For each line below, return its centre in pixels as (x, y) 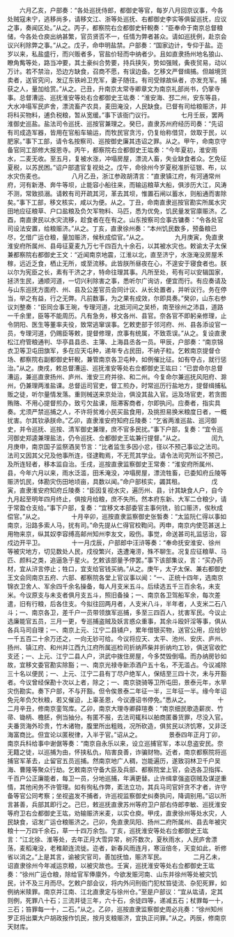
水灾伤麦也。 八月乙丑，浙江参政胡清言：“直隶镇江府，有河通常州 (114, 176)
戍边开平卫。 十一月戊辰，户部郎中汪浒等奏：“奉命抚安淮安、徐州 (114, 543)
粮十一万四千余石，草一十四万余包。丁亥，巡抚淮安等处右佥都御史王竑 (108, 831)
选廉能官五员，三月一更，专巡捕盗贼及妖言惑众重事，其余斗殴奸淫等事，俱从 (117, 621)
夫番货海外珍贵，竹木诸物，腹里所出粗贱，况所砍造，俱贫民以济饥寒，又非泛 (117, 726)
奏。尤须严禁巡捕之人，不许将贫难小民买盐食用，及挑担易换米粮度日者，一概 (117, 412)
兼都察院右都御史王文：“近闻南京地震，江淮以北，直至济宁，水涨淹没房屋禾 (116, 254)
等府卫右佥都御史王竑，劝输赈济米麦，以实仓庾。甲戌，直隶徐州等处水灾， (114, 813)
